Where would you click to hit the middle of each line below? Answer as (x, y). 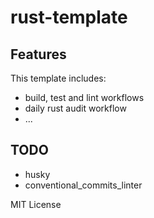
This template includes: (58, 78)
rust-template (69, 17)
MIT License (36, 204)
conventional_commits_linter (83, 185)
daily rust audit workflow (75, 108)
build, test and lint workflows (84, 97)
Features (38, 54)
